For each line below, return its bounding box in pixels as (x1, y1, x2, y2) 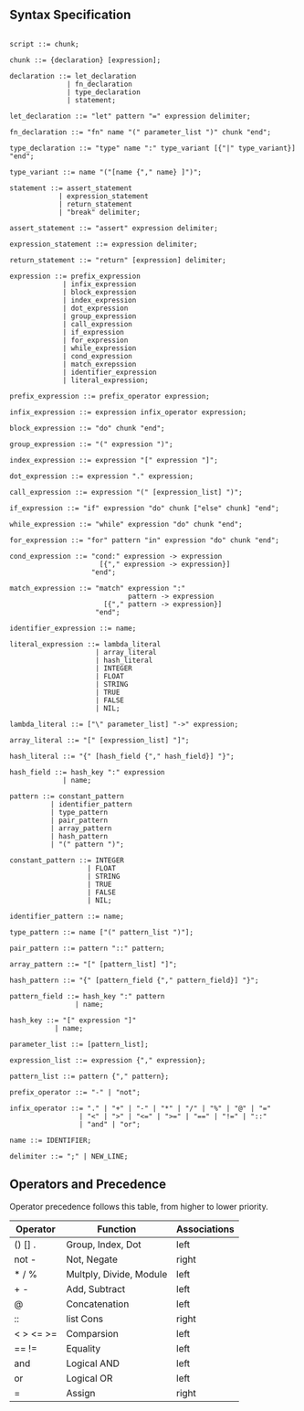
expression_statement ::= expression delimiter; (9, 240, 198, 249)
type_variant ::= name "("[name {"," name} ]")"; (9, 167, 203, 176)
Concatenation (66, 1298, 130, 1310)
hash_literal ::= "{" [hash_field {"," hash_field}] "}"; (9, 752, 235, 761)
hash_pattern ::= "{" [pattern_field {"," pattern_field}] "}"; (9, 976, 259, 985)
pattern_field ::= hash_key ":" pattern (9, 991, 166, 1000)
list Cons (66, 1312, 104, 1325)
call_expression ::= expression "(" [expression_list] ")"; (9, 487, 244, 497)
